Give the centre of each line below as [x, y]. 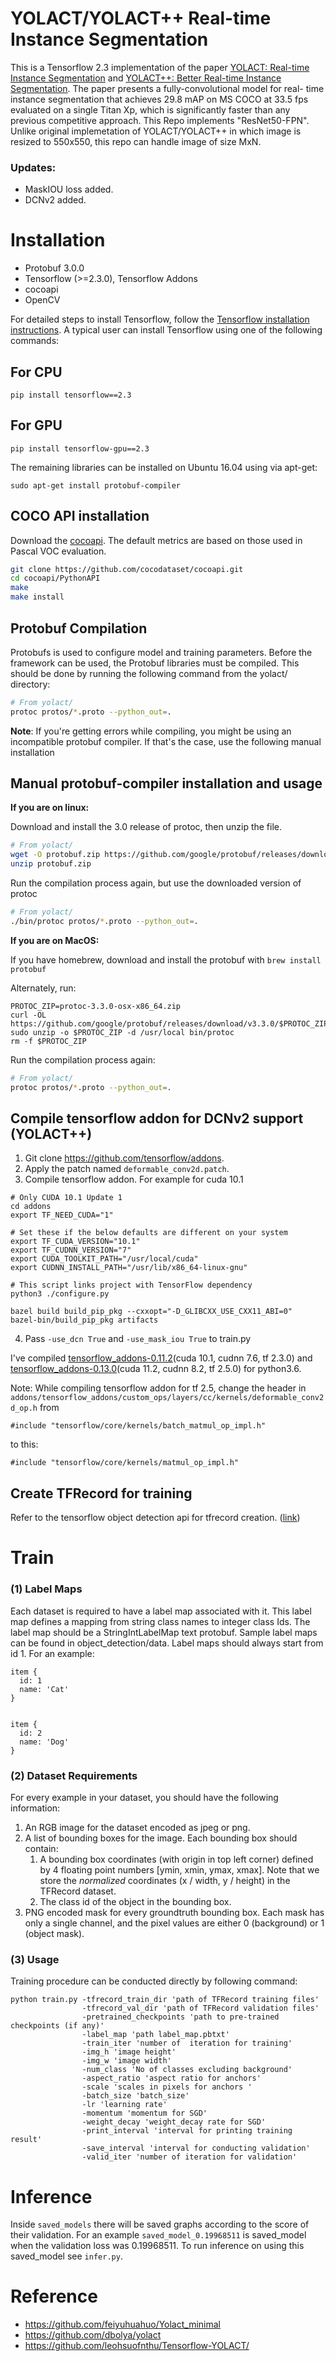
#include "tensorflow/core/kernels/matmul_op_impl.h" [125, 1463]
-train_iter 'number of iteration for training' [187, 2043]
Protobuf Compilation [79, 628]
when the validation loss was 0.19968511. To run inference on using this [157, 2246]
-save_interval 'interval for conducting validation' [196, 2148]
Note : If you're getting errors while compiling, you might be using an [151, 731]
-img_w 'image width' [126, 2061]
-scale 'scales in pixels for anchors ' [167, 2087]
